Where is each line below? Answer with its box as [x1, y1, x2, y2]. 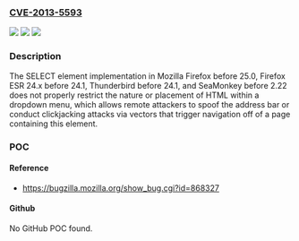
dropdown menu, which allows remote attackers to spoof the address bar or [9, 99, 290, 109]
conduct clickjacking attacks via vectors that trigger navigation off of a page [9, 108, 291, 119]
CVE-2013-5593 [9, 6, 82, 19]
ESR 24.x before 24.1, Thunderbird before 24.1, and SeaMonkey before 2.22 [9, 80, 288, 90]
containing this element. [9, 118, 98, 129]
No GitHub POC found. [9, 222, 93, 234]
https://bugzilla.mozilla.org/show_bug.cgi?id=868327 [21, 182, 219, 194]
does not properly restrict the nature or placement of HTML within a [9, 90, 260, 100]
